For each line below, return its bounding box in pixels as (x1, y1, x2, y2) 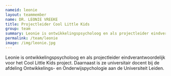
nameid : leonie (5, 7, 38, 13)
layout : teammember (5, 12, 47, 17)
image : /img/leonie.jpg (5, 41, 56, 46)
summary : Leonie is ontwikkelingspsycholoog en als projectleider (5, 31, 149, 36)
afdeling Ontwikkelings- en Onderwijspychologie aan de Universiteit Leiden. (5, 65, 164, 71)
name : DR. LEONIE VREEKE (5, 17, 58, 22)
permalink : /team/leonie (5, 36, 58, 41)
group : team (5, 26, 31, 31)
